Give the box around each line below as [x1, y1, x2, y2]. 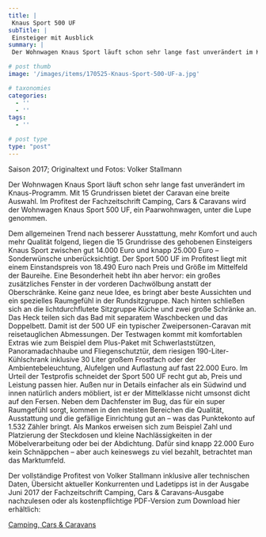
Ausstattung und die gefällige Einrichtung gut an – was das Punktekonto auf [8, 413, 256, 423]
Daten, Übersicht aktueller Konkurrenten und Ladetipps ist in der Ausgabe [8, 479, 249, 489]
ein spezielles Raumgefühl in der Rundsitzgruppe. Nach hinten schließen [8, 296, 245, 305]
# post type [8, 135, 47, 143]
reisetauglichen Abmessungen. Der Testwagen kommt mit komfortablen [8, 329, 243, 338]
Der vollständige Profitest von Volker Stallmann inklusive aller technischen [8, 471, 250, 480]
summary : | [8, 41, 44, 49]
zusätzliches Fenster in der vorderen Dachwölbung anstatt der [8, 278, 212, 289]
